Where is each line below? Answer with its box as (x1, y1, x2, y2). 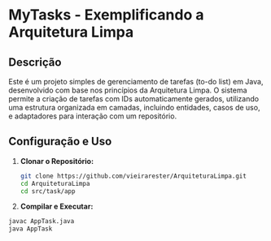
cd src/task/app (20, 187, 76, 196)
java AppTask (8, 225, 53, 233)
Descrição (8, 55, 62, 69)
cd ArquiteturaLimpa (20, 179, 90, 187)
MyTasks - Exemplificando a (8, 6, 205, 24)
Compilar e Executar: (20, 201, 94, 212)
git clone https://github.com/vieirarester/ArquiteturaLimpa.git (20, 172, 247, 180)
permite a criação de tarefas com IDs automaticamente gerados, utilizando (8, 94, 259, 103)
